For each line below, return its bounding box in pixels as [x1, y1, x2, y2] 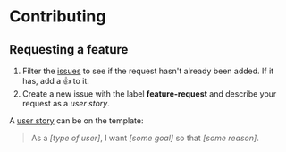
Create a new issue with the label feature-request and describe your [21, 89, 277, 99]
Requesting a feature [9, 42, 129, 57]
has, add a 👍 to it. [21, 76, 89, 86]
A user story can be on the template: [9, 115, 144, 126]
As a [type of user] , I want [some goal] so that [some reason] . [30, 132, 259, 143]
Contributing [9, 6, 106, 27]
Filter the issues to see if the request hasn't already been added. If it [21, 65, 274, 76]
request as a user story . [21, 98, 110, 108]
